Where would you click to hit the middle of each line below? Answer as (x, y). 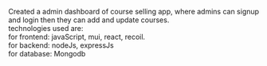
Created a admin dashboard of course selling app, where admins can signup (134, 12)
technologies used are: (46, 28)
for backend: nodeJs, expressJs (61, 45)
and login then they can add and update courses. (89, 20)
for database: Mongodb (47, 54)
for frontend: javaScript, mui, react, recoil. (77, 37)
